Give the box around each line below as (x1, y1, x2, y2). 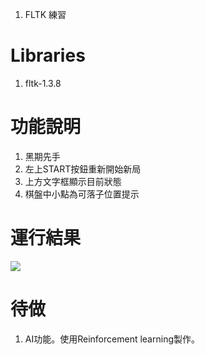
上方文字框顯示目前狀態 (24, 175, 122, 187)
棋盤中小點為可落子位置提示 (24, 188, 140, 200)
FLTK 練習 (24, 9, 67, 20)
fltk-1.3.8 (24, 77, 62, 89)
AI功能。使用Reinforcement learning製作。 (24, 333, 200, 345)
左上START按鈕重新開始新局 (24, 163, 142, 175)
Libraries (10, 44, 86, 67)
